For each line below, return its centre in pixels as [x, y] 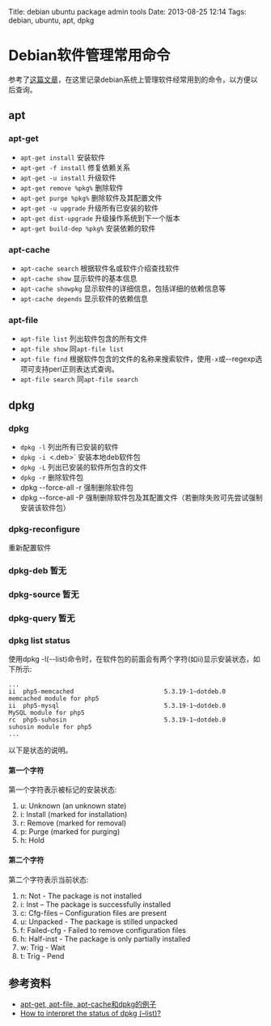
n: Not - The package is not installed [81, 896]
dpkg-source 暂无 [44, 594]
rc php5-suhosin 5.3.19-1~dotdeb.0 [117, 720]
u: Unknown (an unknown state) [73, 806]
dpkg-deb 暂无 [38, 571]
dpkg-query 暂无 [42, 618]
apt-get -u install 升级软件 [68, 177]
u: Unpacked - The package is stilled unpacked [99, 922]
